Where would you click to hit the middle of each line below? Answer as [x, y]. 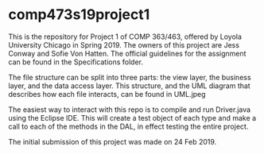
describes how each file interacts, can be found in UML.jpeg [107, 94]
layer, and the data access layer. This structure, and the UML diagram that [129, 86]
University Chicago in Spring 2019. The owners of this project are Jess [124, 44]
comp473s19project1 [79, 15]
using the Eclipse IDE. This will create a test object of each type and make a [132, 117]
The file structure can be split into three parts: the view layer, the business [130, 77]
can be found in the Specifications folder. [76, 62]
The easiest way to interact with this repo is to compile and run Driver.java [130, 110]
